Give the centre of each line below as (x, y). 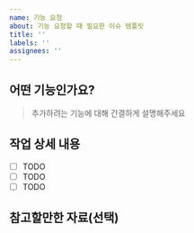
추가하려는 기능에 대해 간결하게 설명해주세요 (108, 112)
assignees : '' (36, 51)
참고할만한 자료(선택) (64, 218)
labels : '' (30, 43)
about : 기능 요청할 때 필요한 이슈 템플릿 (77, 26)
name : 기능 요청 (36, 18)
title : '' (28, 34)
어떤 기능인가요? (52, 90)
